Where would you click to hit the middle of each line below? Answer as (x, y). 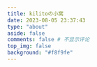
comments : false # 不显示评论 (48, 40)
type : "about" (28, 27)
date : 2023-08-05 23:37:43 (46, 20)
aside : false (26, 33)
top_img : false (29, 46)
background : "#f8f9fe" (40, 53)
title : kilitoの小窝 (36, 14)
